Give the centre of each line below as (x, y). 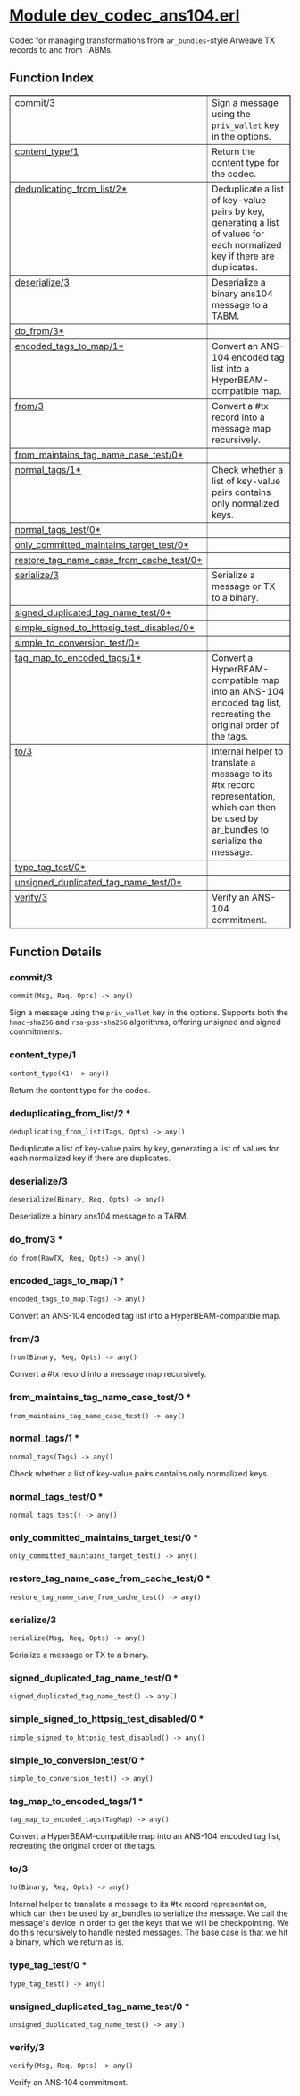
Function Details (56, 952)
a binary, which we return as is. (67, 1942)
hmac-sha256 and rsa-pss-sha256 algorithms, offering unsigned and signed (145, 1022)
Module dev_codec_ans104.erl (125, 16)
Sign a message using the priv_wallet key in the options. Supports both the (149, 1013)
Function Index (51, 78)
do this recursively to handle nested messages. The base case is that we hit (149, 1933)
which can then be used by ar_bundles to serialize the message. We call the (149, 1913)
